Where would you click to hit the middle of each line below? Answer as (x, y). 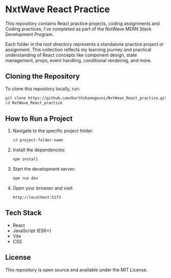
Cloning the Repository (42, 77)
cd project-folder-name (38, 140)
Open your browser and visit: (43, 188)
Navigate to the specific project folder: (53, 131)
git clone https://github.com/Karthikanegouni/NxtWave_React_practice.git (86, 98)
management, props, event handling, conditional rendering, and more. (79, 60)
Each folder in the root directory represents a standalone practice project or (84, 44)
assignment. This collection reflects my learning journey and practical (78, 49)
